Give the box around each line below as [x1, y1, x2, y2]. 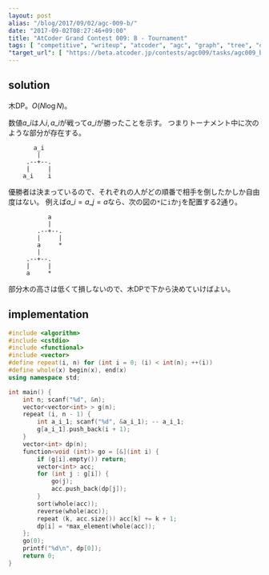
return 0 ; [22, 552, 56, 560]
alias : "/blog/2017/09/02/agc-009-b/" [8, 19, 138, 27]
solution [8, 78, 50, 92]
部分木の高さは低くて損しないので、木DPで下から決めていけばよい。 [8, 283, 235, 293]
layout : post [8, 11, 52, 20]
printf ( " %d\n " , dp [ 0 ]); [22, 545, 102, 553]
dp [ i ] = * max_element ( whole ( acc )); [37, 522, 156, 530]
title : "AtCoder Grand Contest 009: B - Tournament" [8, 34, 188, 42]
